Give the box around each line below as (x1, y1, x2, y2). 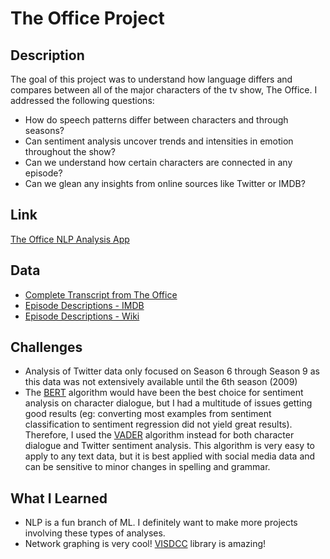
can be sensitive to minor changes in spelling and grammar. (24, 461, 271, 473)
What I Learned (10, 490, 108, 507)
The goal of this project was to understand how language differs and (10, 73, 293, 85)
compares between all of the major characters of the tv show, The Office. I (10, 84, 318, 96)
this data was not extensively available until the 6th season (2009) (24, 376, 298, 388)
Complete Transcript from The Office (24, 288, 178, 301)
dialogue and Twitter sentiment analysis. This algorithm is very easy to (24, 440, 315, 452)
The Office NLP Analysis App (10, 233, 130, 245)
